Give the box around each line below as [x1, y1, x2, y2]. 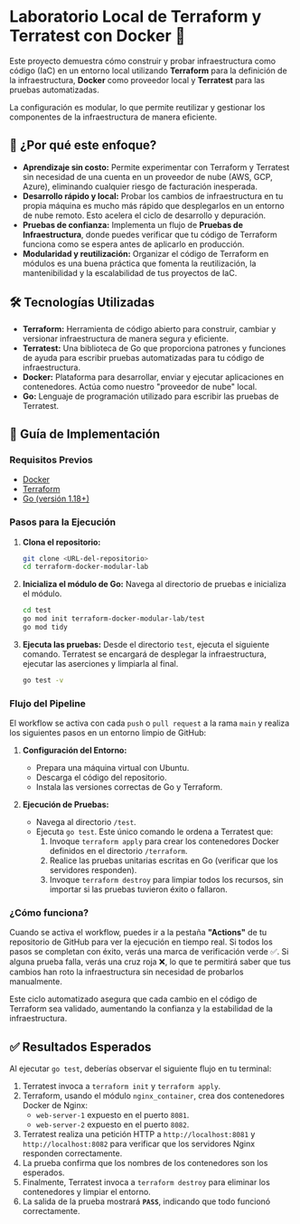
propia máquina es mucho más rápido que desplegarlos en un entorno [22, 200, 285, 211]
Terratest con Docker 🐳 [9, 25, 186, 46]
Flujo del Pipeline [9, 697, 86, 709]
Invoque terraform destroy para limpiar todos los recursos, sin [49, 875, 284, 886]
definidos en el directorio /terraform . [49, 846, 188, 857]
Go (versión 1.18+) [22, 493, 90, 504]
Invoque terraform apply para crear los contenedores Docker [49, 836, 280, 847]
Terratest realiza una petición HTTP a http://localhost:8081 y [22, 1129, 256, 1140]
